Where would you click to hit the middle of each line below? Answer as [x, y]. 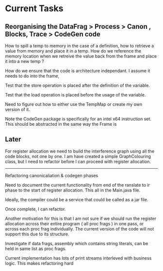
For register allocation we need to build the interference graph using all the [80, 151]
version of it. [17, 109]
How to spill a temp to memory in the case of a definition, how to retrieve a [80, 46]
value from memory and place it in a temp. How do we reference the [73, 51]
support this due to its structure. [37, 234]
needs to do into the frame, [32, 76]
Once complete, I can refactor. [35, 209]
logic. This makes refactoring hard [39, 263]
